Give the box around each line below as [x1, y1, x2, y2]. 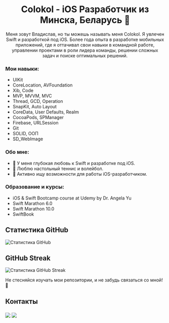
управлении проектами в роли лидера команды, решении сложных [12, 47, 158, 53]
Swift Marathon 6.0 [12, 200, 53, 206]
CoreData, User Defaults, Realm [12, 109, 79, 115]
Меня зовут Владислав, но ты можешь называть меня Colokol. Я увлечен [6, 31, 164, 37]
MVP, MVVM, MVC [12, 93, 52, 99]
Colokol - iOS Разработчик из [21, 4, 149, 15]
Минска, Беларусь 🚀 [39, 14, 131, 26]
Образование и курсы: [5, 183, 65, 190]
